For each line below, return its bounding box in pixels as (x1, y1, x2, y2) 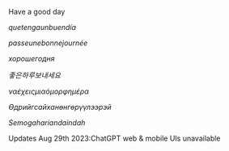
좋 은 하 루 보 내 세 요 (8, 70, 61, 80)
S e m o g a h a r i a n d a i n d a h (8, 118, 86, 128)
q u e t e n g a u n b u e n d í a (8, 23, 77, 31)
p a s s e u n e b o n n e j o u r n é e (8, 38, 88, 48)
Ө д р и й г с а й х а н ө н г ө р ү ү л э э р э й (8, 103, 112, 111)
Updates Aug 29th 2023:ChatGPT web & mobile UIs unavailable (8, 133, 221, 143)
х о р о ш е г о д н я (8, 54, 55, 63)
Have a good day (8, 7, 66, 16)
